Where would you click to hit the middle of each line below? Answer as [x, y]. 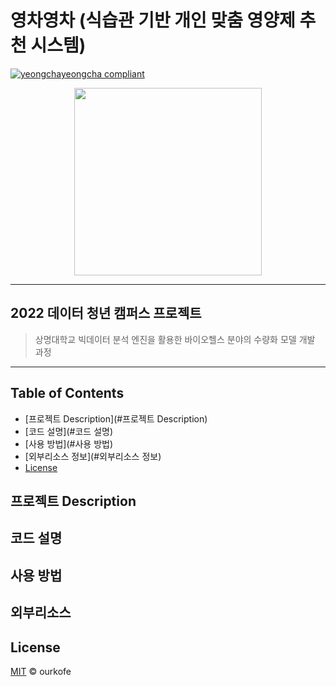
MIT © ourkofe [41, 671]
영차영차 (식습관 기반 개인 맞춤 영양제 [153, 20]
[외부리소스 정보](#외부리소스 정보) [93, 456]
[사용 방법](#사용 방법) [69, 443]
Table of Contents [67, 393]
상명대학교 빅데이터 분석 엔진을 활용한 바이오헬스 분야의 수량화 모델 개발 [175, 339]
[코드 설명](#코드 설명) [69, 431]
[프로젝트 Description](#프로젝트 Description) [116, 418]
